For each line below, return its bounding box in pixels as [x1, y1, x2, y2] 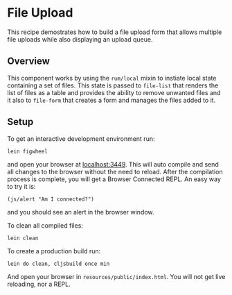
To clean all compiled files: [7, 221, 83, 230]
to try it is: [7, 182, 36, 190]
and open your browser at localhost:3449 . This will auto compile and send [7, 160, 220, 168]
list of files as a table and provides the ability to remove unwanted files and [7, 88, 221, 96]
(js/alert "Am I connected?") [7, 196, 95, 203]
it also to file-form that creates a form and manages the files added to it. [7, 96, 216, 104]
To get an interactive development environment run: [7, 134, 155, 143]
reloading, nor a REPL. [7, 280, 71, 288]
